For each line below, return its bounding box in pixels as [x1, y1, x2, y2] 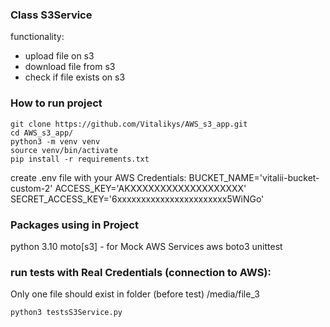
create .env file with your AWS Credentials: [10, 171, 187, 183]
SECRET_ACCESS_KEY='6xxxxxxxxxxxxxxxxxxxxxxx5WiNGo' [10, 193, 265, 205]
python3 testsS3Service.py [10, 308, 123, 318]
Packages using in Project [10, 218, 139, 232]
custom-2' [10, 182, 53, 194]
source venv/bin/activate [10, 145, 118, 155]
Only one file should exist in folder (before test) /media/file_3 [10, 288, 260, 300]
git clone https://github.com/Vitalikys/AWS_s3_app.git [10, 119, 248, 129]
